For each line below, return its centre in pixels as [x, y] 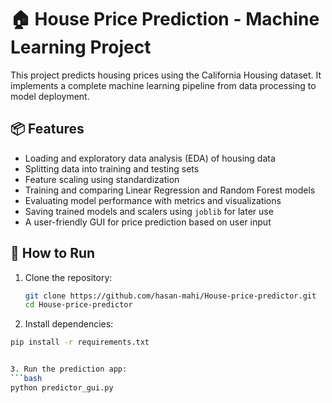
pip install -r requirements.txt [80, 342]
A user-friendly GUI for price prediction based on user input [148, 222]
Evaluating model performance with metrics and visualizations [153, 200]
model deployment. [50, 96]
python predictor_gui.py [62, 387]
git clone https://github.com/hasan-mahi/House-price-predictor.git [170, 296]
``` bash [26, 379]
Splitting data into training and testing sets [112, 168]
